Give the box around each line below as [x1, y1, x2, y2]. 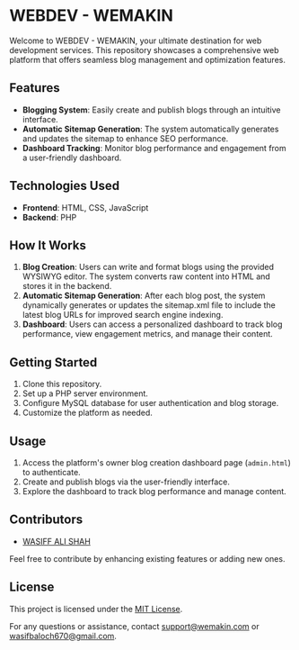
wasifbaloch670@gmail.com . [9, 630, 117, 641]
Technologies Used [9, 178, 119, 194]
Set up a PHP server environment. [22, 388, 148, 399]
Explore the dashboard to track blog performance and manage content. [22, 486, 287, 496]
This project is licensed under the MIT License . [9, 603, 183, 614]
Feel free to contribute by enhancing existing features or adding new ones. [9, 553, 286, 564]
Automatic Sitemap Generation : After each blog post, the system [22, 290, 266, 302]
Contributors [9, 512, 84, 528]
